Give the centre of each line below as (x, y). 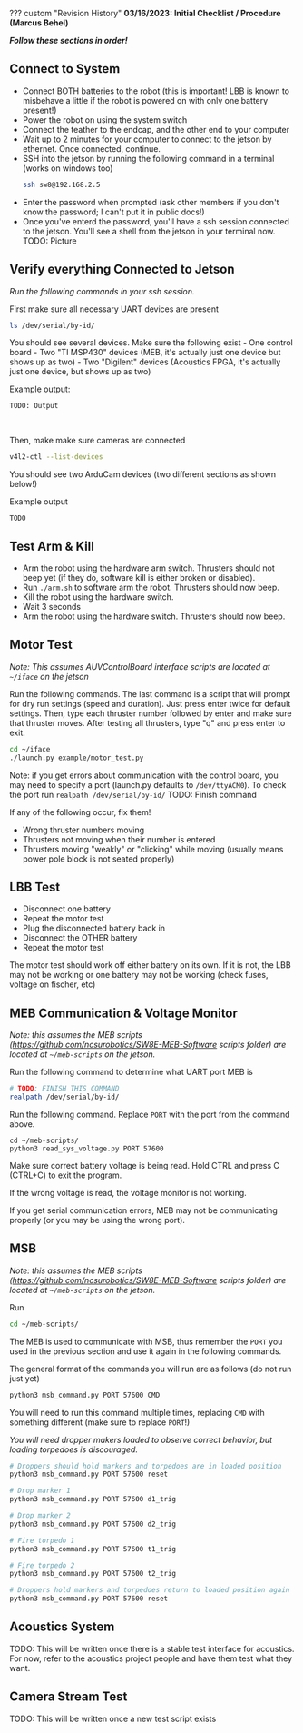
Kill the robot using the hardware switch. (98, 597)
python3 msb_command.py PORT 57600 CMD (85, 1395)
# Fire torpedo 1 (42, 1540)
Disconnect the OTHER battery (80, 938)
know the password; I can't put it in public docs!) (114, 212)
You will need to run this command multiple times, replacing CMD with (137, 1412)
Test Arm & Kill (52, 546)
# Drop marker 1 (40, 1491)
